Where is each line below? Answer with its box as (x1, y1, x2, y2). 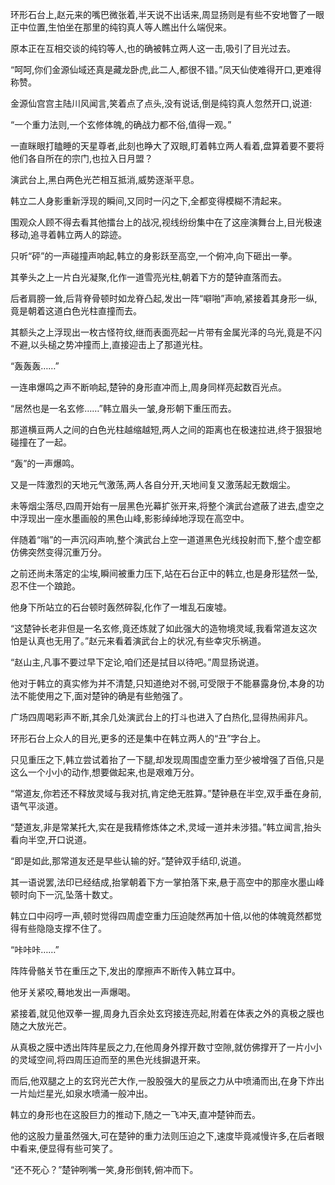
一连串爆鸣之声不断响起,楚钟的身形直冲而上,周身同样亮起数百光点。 (10, 381, 288, 393)
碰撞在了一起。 (10, 436, 72, 448)
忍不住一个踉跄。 (10, 580, 81, 592)
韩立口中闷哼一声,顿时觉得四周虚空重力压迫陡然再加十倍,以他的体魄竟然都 (10, 910, 314, 922)
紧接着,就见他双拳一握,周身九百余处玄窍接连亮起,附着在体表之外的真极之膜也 (10, 1008, 325, 1019)
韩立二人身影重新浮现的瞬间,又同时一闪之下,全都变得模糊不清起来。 (10, 195, 288, 207)
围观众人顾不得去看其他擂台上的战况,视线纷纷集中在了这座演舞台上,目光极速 (10, 216, 323, 228)
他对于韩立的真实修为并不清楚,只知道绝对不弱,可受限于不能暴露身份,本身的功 (10, 678, 325, 689)
